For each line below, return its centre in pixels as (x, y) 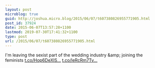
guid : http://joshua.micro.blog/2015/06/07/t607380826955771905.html (78, 18)
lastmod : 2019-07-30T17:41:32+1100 (41, 32)
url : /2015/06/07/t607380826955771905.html (50, 41)
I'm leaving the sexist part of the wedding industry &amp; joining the (74, 55)
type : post (16, 37)
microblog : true (22, 14)
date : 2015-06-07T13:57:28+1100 (38, 28)
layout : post (18, 9)
